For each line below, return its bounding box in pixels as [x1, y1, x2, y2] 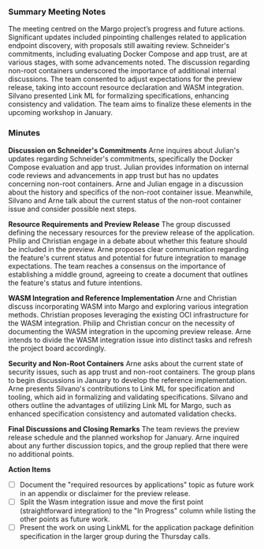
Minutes [8, 128, 41, 139]
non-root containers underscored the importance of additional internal [8, 66, 236, 76]
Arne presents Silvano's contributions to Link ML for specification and [8, 384, 235, 393]
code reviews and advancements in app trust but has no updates [8, 170, 219, 180]
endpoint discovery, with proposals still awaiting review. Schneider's [8, 41, 230, 50]
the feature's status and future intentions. [8, 278, 143, 287]
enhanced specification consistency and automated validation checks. [8, 409, 237, 418]
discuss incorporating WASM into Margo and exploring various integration [8, 302, 249, 311]
